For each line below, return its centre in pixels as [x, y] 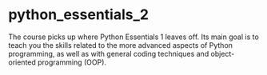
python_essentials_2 [79, 15]
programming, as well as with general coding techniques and [109, 53]
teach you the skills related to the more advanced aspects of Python [121, 45]
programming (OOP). [72, 62]
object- [223, 53]
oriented [22, 62]
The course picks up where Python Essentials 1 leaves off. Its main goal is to [134, 37]
